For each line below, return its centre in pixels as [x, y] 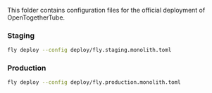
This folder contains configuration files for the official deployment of [106, 10]
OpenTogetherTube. [36, 17]
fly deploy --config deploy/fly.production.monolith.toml [94, 83]
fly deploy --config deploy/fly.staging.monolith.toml [89, 50]
